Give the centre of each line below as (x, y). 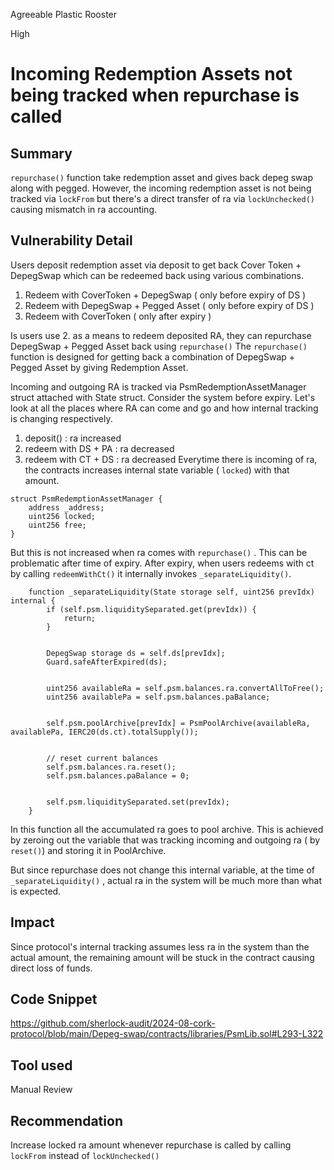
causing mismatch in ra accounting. (84, 209)
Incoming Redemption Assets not (151, 74)
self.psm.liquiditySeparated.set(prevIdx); (138, 802)
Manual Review (41, 1090)
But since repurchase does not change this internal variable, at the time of (163, 870)
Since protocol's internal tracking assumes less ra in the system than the (160, 946)
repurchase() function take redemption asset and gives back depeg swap (161, 177)
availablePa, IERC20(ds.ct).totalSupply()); (104, 732)
